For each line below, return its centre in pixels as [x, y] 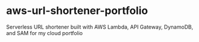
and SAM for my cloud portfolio [45, 33]
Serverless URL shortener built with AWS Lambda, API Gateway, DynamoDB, [100, 27]
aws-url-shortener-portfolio [77, 11]
